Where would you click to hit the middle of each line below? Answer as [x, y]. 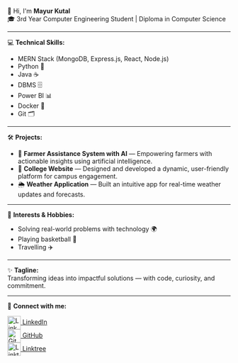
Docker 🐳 [31, 106]
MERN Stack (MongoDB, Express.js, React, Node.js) [93, 59]
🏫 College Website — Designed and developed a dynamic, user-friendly [123, 169]
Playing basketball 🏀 [47, 239]
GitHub [33, 335]
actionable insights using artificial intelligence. [85, 161]
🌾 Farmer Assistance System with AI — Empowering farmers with [115, 153]
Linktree [34, 348]
